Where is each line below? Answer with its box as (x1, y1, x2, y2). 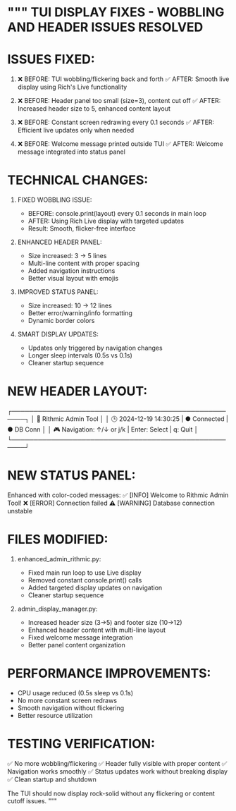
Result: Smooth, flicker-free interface (27, 224, 136, 233)
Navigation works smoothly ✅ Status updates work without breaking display (7, 767, 228, 776)
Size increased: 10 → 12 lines (27, 301, 113, 310)
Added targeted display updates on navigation (27, 583, 163, 592)
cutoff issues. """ (7, 796, 58, 805)
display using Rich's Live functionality (17, 83, 128, 92)
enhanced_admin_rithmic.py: (17, 554, 101, 563)
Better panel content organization (27, 640, 125, 649)
